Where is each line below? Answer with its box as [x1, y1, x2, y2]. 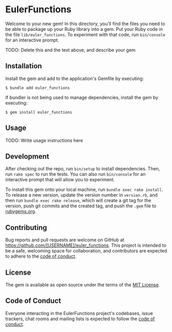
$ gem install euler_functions [5, 109, 72, 115]
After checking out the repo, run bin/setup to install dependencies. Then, [5, 166, 160, 172]
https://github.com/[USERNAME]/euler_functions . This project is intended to [5, 242, 167, 248]
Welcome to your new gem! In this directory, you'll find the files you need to [5, 21, 165, 27]
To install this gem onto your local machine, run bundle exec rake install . [5, 186, 163, 193]
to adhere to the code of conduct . [5, 253, 77, 260]
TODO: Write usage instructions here [5, 137, 83, 143]
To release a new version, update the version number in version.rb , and [5, 192, 158, 198]
